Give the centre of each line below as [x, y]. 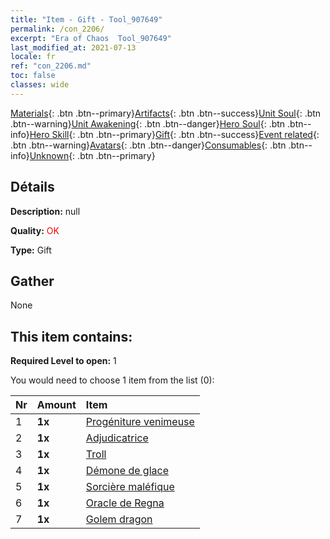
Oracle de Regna [125, 503]
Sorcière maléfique [130, 487]
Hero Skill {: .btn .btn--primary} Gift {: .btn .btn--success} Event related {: [174, 134]
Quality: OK [35, 230]
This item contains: [71, 336]
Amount [56, 405]
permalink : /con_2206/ [57, 29]
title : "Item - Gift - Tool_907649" [86, 19]
